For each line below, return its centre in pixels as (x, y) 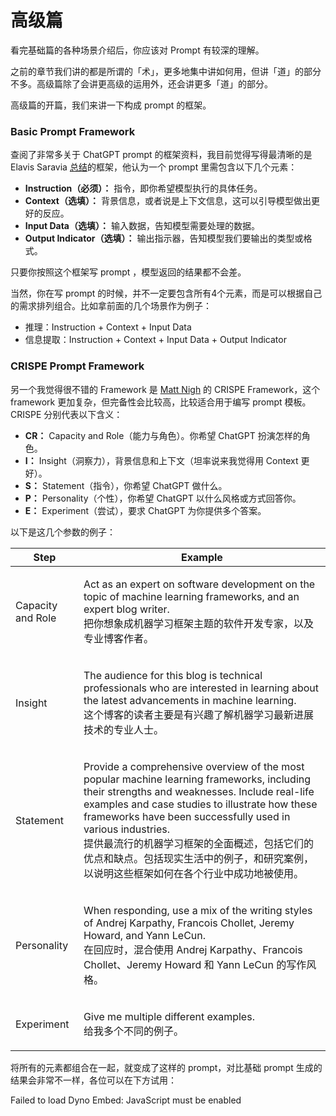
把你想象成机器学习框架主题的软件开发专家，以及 (198, 623)
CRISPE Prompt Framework (77, 366)
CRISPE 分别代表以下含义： (66, 414)
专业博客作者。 (118, 638)
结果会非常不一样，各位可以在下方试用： (93, 1080)
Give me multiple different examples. (169, 1016)
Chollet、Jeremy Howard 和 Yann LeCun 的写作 (195, 964)
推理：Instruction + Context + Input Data (108, 327)
